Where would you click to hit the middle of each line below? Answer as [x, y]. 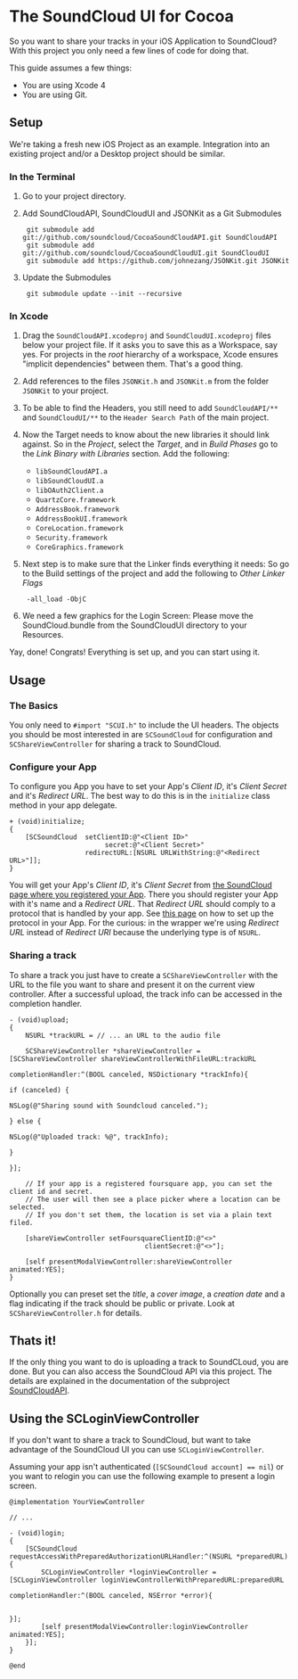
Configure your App [53, 767]
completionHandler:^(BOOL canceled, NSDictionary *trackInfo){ [129, 1074]
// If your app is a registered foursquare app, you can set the [149, 1183]
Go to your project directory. [74, 196]
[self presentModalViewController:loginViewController [145, 1627]
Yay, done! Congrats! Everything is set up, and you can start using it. [135, 652]
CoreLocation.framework [80, 529]
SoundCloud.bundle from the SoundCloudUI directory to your [134, 625]
